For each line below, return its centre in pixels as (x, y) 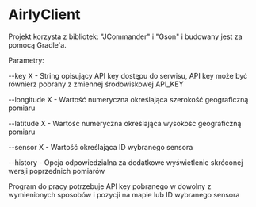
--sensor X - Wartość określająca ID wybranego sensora (101, 147)
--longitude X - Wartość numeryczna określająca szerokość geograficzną (128, 99)
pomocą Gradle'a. (38, 44)
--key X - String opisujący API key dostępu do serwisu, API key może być (128, 75)
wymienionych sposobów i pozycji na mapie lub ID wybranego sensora (124, 194)
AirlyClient (44, 15)
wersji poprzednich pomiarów (57, 171)
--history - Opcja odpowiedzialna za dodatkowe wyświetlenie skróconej (126, 162)
